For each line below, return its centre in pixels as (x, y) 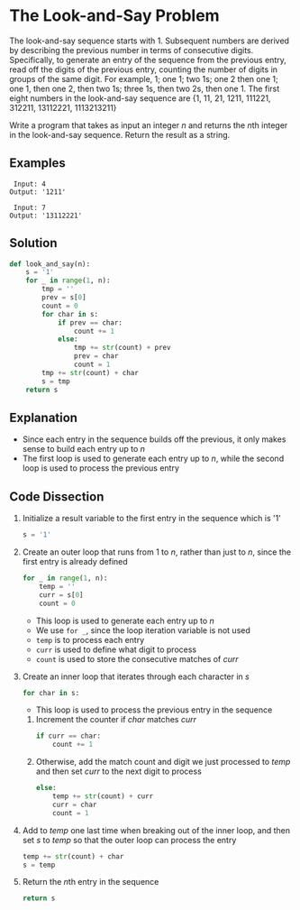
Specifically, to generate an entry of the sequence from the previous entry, (148, 60)
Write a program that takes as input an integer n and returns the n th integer (149, 125)
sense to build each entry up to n (84, 449)
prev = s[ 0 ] (64, 298)
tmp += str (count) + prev (122, 348)
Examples (37, 163)
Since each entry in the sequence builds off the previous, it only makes (154, 439)
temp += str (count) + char (73, 856)
